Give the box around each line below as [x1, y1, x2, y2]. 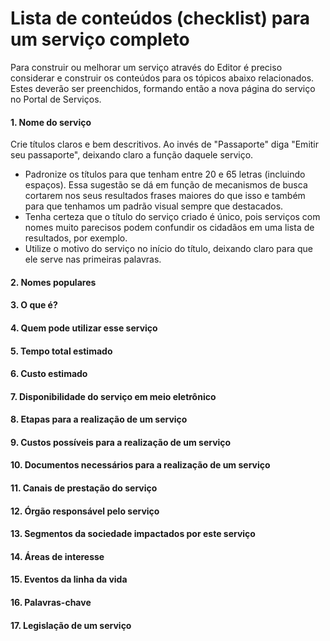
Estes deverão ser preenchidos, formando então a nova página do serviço [10, 82, 316, 94]
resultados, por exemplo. [24, 232, 128, 244]
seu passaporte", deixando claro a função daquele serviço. [10, 149, 254, 161]
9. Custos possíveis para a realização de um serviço [10, 436, 232, 448]
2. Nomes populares [10, 276, 97, 288]
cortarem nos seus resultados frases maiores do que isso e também [24, 190, 306, 202]
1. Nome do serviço [10, 116, 92, 128]
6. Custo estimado [10, 368, 88, 380]
